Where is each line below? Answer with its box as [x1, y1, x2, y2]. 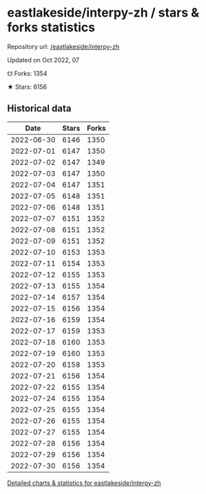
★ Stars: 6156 [7, 82, 48, 91]
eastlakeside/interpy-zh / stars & [7, 5, 200, 21]
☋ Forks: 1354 [7, 69, 48, 77]
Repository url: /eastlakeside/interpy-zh [7, 42, 120, 51]
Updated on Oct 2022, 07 [7, 55, 80, 64]
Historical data [7, 102, 72, 115]
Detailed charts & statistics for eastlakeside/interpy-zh [7, 479, 161, 487]
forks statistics [7, 19, 95, 35]
